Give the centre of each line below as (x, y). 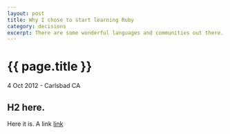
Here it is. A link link (35, 124)
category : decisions (37, 26)
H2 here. (26, 107)
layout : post (26, 13)
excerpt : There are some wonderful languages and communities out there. (116, 33)
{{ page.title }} (50, 67)
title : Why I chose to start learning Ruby (71, 20)
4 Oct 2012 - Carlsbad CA (44, 86)
